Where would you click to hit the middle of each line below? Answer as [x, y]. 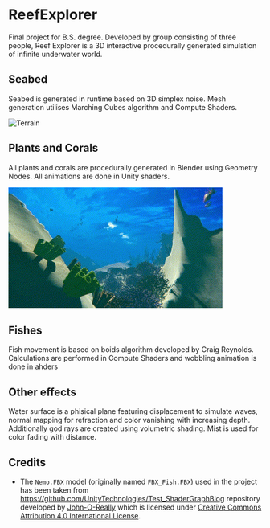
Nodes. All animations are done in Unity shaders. [89, 176]
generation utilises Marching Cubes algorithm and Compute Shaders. [123, 107]
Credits [27, 463]
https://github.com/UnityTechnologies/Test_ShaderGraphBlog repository [140, 499]
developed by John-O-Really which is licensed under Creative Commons [141, 507]
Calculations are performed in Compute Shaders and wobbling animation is [133, 358]
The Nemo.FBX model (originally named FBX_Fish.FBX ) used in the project [139, 481]
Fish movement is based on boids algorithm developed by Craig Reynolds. [131, 350]
